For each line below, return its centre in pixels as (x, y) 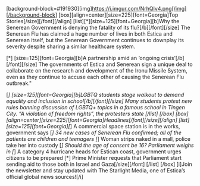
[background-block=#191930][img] (49, 9)
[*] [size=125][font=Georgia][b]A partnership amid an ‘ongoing (83, 58)
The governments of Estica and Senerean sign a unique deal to (115, 64)
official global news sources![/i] (45, 177)
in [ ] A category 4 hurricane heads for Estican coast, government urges (94, 152)
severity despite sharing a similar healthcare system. (71, 46)
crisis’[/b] (173, 58)
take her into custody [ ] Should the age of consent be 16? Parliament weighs (100, 145)
